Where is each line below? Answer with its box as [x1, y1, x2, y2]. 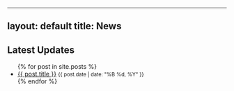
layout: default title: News [7, 20, 122, 32]
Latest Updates [7, 44, 75, 56]
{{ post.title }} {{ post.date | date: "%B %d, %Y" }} [17, 70, 144, 78]
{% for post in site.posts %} [17, 63, 97, 71]
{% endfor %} [17, 77, 58, 85]
